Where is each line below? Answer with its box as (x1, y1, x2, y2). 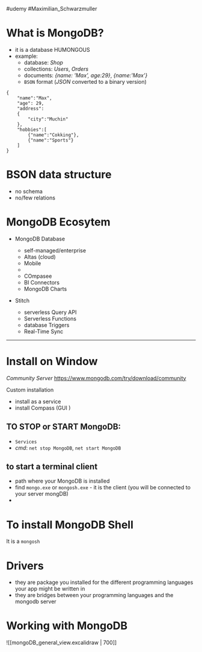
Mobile (23, 259, 41, 267)
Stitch (14, 296, 30, 304)
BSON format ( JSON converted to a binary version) (23, 78, 147, 85)
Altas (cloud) (23, 253, 56, 260)
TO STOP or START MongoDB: (6, 422, 121, 432)
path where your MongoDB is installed (14, 477, 110, 484)
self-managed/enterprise (23, 246, 86, 254)
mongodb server (14, 598, 57, 605)
